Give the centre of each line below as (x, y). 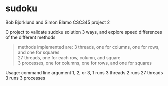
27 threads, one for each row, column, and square (69, 57)
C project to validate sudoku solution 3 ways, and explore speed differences (84, 32)
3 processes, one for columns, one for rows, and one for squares (85, 63)
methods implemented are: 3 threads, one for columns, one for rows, (89, 47)
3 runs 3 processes (25, 78)
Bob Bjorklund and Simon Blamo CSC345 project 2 (58, 22)
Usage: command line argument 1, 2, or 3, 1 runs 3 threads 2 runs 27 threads (84, 72)
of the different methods (30, 37)
